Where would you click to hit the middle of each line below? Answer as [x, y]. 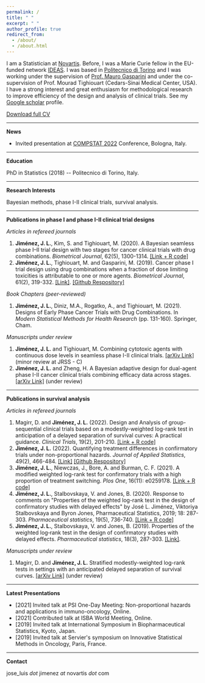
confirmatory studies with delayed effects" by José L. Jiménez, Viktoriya [106, 506]
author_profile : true [34, 29]
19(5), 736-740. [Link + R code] [135, 520]
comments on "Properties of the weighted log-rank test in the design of [105, 500]
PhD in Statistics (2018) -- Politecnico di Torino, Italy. [73, 173]
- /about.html [30, 46]
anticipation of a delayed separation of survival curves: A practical [99, 435]
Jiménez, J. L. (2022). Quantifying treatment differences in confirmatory [106, 448]
